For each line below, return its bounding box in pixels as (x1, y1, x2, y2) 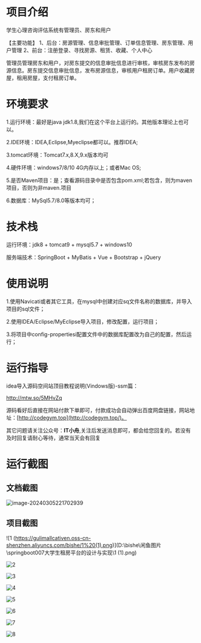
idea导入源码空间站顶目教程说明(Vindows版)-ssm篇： (6, 382, 139, 389)
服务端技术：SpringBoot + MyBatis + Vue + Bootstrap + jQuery (6, 254, 162, 261)
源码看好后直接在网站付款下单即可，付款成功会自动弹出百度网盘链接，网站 (6, 406, 190, 413)
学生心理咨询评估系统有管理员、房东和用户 (6, 26, 111, 33)
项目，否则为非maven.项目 (6, 184, 72, 191)
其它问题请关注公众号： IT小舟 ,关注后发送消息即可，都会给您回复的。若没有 (6, 426, 191, 434)
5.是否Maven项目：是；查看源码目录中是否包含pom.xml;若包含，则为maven (6, 176, 193, 184)
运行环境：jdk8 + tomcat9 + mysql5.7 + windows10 (6, 240, 133, 248)
